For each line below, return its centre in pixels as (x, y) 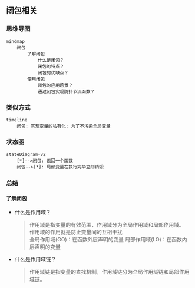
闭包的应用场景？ (55, 85)
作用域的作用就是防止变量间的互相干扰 (76, 232)
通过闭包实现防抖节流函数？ (66, 91)
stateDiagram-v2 (26, 155)
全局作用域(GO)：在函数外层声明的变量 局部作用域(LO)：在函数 (106, 240)
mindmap (16, 41)
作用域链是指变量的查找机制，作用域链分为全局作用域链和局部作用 (109, 272)
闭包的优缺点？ (53, 72)
